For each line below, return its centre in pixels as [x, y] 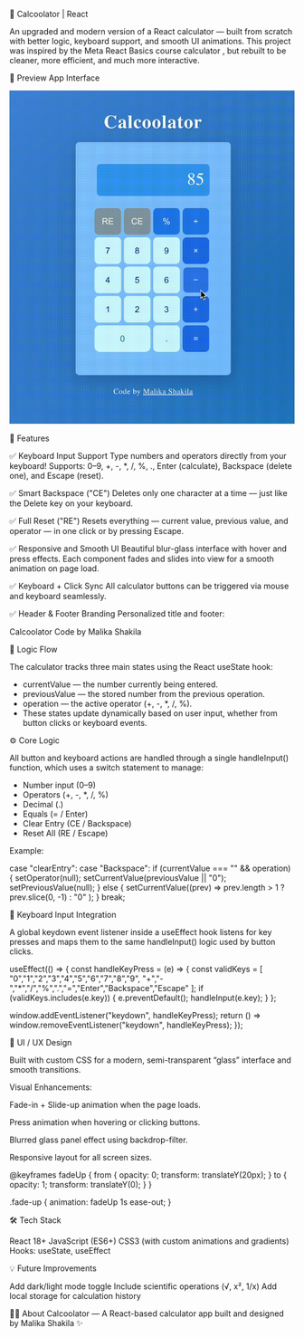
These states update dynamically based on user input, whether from [150, 713]
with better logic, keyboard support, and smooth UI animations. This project [150, 41]
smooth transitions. [45, 1070]
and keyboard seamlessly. [58, 597]
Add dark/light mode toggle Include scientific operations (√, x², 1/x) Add [143, 1286]
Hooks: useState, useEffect [60, 1251]
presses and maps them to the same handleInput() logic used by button [142, 942]
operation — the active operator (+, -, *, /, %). [107, 704]
